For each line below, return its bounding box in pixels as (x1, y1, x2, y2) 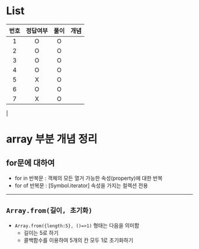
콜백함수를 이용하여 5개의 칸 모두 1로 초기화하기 (23, 237, 133, 244)
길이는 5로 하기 (23, 229, 59, 236)
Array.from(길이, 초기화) (6, 206, 93, 215)
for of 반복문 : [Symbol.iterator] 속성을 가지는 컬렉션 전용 (14, 182, 148, 189)
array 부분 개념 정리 (6, 132, 98, 146)
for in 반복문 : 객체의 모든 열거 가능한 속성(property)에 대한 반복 (14, 174, 163, 182)
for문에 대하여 (6, 158, 55, 168)
